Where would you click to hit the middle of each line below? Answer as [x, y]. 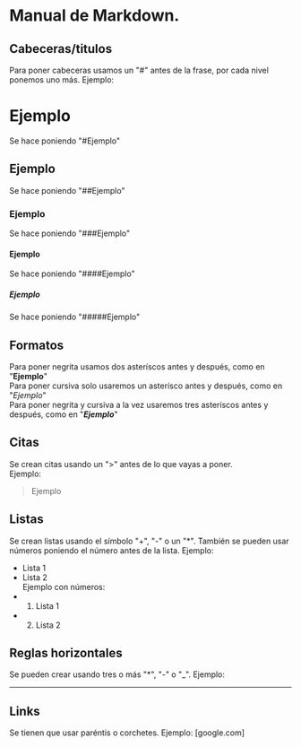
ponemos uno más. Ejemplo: [62, 80]
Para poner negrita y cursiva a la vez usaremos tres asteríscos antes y [139, 405]
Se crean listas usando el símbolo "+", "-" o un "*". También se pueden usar [149, 541]
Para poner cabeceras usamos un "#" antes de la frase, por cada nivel [139, 70]
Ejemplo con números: [64, 586]
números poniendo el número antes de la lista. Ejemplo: [112, 550]
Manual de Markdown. [95, 16]
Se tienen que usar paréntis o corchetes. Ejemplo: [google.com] [127, 733]
